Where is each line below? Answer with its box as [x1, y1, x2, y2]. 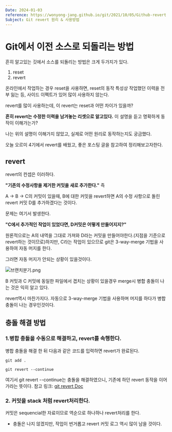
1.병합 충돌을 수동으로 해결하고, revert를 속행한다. [5, 335, 122, 342]
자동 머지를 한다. [18, 245, 52, 251]
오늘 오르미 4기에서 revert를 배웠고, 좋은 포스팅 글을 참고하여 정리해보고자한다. [5, 142, 163, 148]
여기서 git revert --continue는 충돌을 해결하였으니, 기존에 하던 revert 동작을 [5, 376, 158, 383]
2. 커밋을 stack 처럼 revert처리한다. [5, 397, 90, 404]
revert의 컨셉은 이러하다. [5, 171, 55, 177]
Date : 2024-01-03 [5, 7, 43, 13]
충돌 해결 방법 [5, 318, 46, 327]
